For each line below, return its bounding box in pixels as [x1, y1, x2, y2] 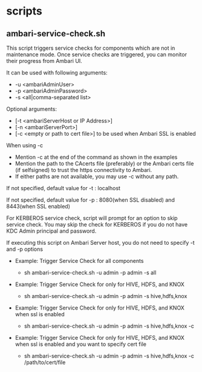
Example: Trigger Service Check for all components [15, 257, 144, 264]
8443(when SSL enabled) [6, 203, 71, 210]
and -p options [6, 245, 44, 253]
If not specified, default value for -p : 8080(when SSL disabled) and [6, 196, 175, 204]
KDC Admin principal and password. [6, 227, 97, 234]
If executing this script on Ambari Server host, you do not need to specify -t [6, 239, 195, 246]
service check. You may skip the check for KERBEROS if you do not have [6, 221, 188, 228]
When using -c [6, 142, 44, 149]
